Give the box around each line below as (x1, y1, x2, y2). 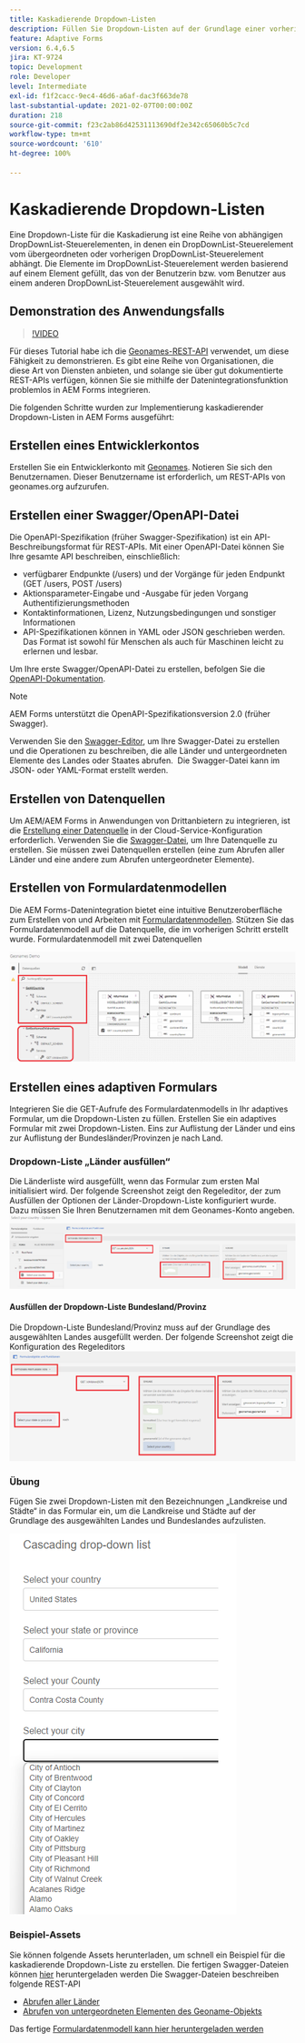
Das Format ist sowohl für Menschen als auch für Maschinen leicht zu (22, 637, 284, 648)
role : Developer (9, 73, 71, 82)
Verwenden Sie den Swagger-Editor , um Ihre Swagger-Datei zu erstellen (9, 736, 280, 747)
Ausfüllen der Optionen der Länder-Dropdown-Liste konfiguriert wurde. (9, 1195, 277, 1206)
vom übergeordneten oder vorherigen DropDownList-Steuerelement (9, 248, 264, 259)
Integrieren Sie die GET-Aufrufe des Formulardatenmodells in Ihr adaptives (9, 1103, 289, 1114)
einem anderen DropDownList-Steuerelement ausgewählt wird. (9, 277, 245, 288)
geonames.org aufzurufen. (9, 481, 110, 492)
